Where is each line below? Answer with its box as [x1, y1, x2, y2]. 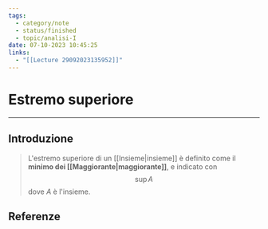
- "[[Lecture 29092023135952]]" [15, 57, 124, 65]
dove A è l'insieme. [27, 187, 91, 196]
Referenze [8, 210, 61, 223]
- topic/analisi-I [15, 34, 77, 42]
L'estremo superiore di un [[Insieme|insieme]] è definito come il [27, 153, 237, 163]
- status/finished [15, 26, 77, 34]
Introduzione [8, 132, 74, 146]
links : [8, 49, 30, 57]
